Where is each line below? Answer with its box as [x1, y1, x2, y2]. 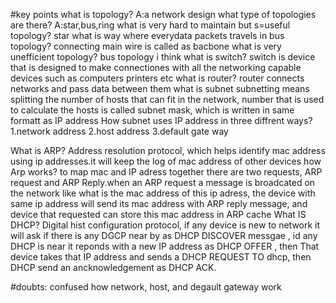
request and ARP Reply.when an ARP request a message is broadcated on [10, 177, 316, 188]
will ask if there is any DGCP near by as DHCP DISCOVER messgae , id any [10, 230, 318, 241]
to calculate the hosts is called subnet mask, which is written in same [10, 104, 295, 116]
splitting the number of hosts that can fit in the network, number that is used [10, 94, 325, 105]
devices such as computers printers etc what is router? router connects [10, 72, 305, 84]
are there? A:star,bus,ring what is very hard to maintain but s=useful [10, 19, 291, 31]
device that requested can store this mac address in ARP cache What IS [10, 209, 307, 220]
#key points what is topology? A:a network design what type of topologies [10, 9, 317, 20]
